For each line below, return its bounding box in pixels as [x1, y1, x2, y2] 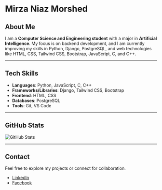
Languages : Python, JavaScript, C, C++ [12, 82, 92, 88]
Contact [5, 153, 30, 161]
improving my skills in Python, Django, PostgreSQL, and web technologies [5, 46, 152, 51]
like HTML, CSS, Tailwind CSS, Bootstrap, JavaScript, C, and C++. [5, 51, 136, 57]
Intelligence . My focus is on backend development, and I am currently [5, 41, 145, 46]
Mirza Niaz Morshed [5, 3, 88, 15]
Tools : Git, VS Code [12, 102, 52, 108]
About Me [5, 23, 35, 31]
